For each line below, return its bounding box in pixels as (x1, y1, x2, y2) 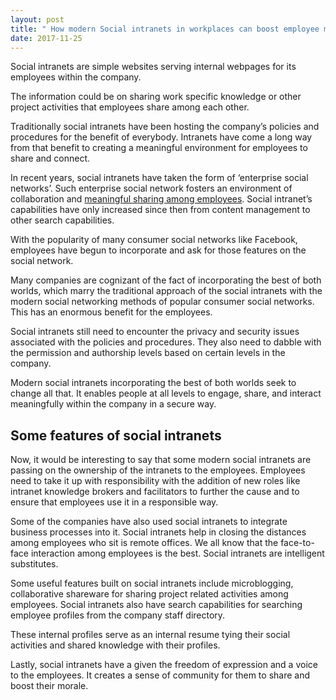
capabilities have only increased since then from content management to (10, 204, 311, 216)
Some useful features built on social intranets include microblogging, (10, 577, 294, 590)
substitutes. (10, 558, 59, 570)
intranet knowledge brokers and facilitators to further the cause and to (10, 486, 300, 498)
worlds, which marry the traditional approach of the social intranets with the (10, 285, 323, 297)
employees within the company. (10, 71, 142, 83)
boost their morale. (10, 680, 89, 692)
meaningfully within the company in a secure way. (10, 398, 217, 410)
